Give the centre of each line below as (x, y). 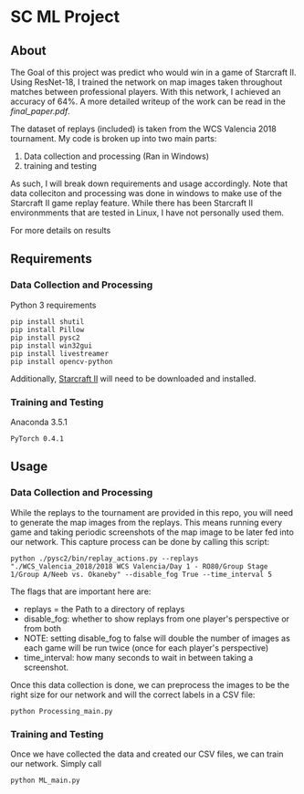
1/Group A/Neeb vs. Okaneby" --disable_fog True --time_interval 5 (142, 574)
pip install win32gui (52, 345)
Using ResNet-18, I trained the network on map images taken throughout (147, 82)
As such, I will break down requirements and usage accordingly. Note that (149, 183)
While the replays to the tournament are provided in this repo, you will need (152, 512)
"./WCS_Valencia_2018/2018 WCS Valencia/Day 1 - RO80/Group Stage (139, 566)
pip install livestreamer (59, 353)
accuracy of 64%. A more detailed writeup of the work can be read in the (148, 101)
